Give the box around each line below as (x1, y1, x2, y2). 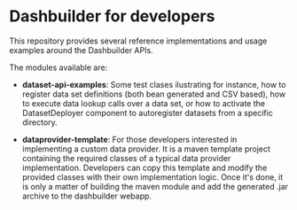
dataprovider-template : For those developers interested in (21, 134, 238, 144)
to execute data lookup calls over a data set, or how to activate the (21, 97, 266, 108)
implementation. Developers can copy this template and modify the (21, 162, 268, 173)
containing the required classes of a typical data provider (21, 152, 231, 163)
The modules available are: (9, 62, 108, 73)
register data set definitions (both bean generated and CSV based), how (21, 89, 286, 99)
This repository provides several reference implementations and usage (9, 35, 268, 46)
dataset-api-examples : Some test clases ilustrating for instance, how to (21, 79, 286, 89)
